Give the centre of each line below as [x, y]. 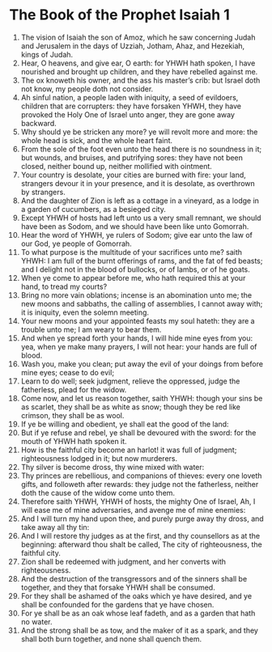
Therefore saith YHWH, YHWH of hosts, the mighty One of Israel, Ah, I [138, 501]
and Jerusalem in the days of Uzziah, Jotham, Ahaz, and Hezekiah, [133, 45]
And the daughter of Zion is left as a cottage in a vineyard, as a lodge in [140, 201]
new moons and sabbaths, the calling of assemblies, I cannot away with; [142, 303]
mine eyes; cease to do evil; [68, 372]
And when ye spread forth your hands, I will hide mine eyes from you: [137, 338]
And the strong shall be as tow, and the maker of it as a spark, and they [139, 630]
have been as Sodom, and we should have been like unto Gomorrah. [135, 226]
